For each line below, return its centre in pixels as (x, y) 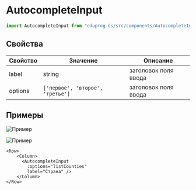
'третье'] (57, 94)
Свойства (25, 44)
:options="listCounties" (57, 167)
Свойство (23, 60)
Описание (158, 60)
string (51, 74)
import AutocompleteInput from (44, 26)
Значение (83, 60)
